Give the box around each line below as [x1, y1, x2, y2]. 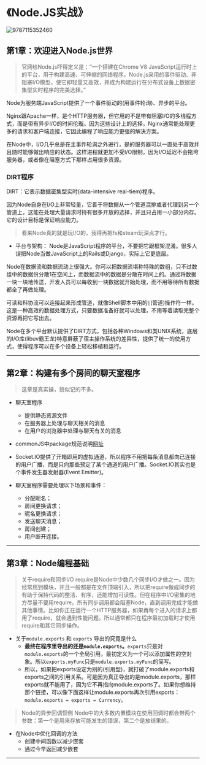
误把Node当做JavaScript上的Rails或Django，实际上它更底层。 [15, 250, 172, 258]
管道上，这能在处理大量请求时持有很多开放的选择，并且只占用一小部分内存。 [6, 209, 200, 216]
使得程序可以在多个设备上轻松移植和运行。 [17, 343, 124, 350]
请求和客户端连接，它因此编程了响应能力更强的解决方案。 [17, 127, 162, 135]
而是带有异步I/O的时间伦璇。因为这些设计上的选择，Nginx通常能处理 [17, 120, 190, 127]
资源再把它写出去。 [6, 314, 55, 322]
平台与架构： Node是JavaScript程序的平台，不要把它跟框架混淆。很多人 [15, 242, 197, 250]
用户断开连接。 [24, 532, 63, 540]
